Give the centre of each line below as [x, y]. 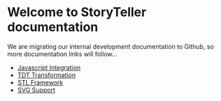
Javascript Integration [49, 67]
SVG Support [36, 90]
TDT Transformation [46, 75]
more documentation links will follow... [62, 54]
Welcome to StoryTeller [77, 12]
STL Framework [40, 82]
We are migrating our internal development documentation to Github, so [111, 46]
